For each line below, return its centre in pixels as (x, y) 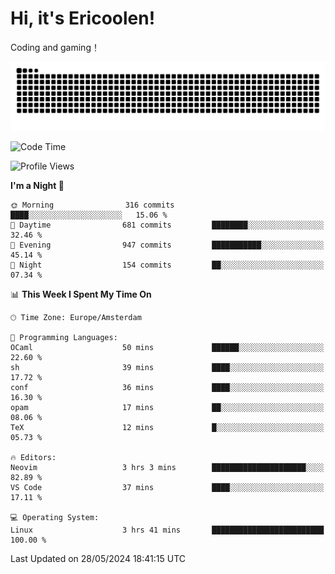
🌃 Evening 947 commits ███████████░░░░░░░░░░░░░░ (167, 245)
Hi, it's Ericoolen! (83, 18)
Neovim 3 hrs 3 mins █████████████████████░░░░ (167, 467)
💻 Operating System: (55, 517)
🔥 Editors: (33, 457)
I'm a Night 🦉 (37, 185)
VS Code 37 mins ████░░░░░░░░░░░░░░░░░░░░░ (167, 487)
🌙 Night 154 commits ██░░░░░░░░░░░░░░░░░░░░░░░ (167, 265)
